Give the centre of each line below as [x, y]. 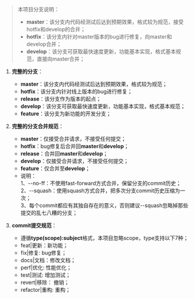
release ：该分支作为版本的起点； [61, 99]
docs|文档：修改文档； [48, 260]
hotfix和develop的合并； [56, 29]
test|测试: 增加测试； [45, 275]
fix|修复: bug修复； [43, 253]
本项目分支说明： [38, 9]
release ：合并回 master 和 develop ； [64, 154]
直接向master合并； [61, 59]
